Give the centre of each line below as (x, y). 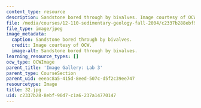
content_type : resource (36, 12)
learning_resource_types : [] (42, 56)
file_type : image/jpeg (34, 28)
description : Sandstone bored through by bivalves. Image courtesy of (96, 17)
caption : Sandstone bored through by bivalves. (72, 40)
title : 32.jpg (24, 90)
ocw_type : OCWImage (31, 62)
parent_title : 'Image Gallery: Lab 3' (54, 67)
